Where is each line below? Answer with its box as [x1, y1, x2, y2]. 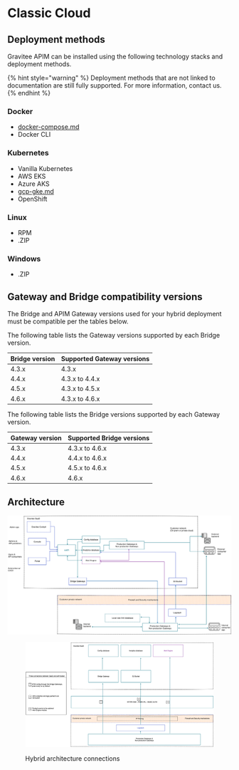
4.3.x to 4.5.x [60, 385, 100, 393]
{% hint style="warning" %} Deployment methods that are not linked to [7, 73, 216, 82]
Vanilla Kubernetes [17, 164, 73, 172]
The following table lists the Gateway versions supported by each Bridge [7, 331, 221, 339]
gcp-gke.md [17, 187, 55, 195]
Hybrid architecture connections [25, 754, 120, 763]
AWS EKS [17, 172, 46, 180]
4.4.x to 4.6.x [67, 454, 107, 462]
